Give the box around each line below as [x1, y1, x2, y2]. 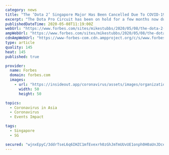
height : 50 [18, 91, 42, 96]
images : [10, 77, 26, 83]
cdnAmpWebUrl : [5, 36, 35, 41]
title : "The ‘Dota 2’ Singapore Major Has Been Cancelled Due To [5, 12, 145, 17]
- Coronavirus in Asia [10, 105, 57, 110]
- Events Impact [10, 114, 44, 120]
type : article [5, 40, 35, 45]
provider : [5, 63, 26, 68]
